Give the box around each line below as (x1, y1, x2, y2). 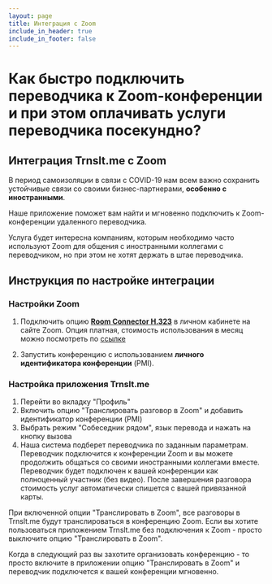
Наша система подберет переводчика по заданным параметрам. (19, 440, 249, 450)
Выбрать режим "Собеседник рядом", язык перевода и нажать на (19, 423, 252, 433)
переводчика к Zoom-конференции (8, 87, 263, 106)
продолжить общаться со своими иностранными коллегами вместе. (19, 457, 260, 468)
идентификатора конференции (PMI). (19, 358, 154, 368)
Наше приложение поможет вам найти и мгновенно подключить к (8, 208, 240, 218)
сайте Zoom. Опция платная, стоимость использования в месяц (19, 325, 244, 334)
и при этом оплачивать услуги (8, 104, 226, 123)
